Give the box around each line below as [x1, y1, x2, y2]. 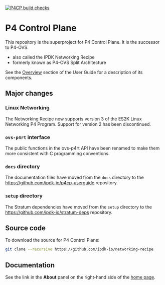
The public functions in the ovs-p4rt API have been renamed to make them [5, 145, 160, 151]
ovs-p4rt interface [5, 133, 51, 140]
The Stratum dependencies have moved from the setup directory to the [5, 204, 152, 210]
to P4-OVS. [5, 44, 29, 50]
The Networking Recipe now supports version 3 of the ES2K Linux [5, 116, 142, 122]
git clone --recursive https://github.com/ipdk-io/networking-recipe [5, 247, 154, 252]
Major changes [5, 89, 54, 98]
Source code [5, 224, 46, 232]
